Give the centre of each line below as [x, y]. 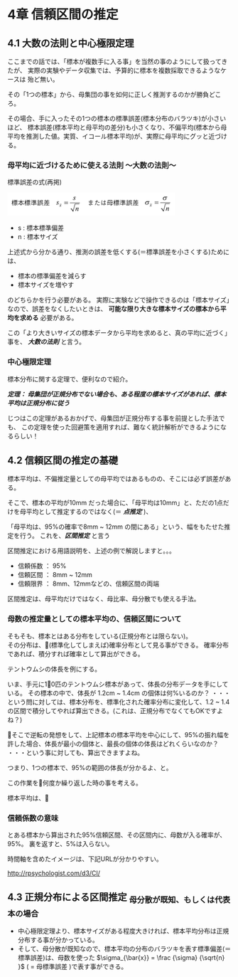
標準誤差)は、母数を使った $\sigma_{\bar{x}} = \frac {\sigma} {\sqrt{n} [121, 958]
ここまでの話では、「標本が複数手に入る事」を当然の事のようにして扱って [114, 62]
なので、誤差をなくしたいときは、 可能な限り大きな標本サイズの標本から [114, 309]
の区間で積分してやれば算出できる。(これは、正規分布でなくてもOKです [112, 711]
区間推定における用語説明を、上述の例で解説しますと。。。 [91, 551]
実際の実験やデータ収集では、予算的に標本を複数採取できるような [124, 70]
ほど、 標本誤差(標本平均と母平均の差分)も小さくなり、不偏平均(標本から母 [117, 127]
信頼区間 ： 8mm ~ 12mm [55, 575]
